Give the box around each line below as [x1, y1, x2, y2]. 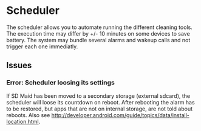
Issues [6, 60, 32, 71]
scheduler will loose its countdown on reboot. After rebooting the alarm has [6, 98, 196, 106]
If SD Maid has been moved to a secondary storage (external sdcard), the [6, 92, 191, 100]
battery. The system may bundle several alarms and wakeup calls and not [6, 36, 191, 43]
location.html [6, 118, 39, 125]
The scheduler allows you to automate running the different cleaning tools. [6, 24, 192, 31]
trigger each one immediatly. [6, 43, 78, 50]
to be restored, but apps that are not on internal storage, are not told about [6, 105, 193, 112]
